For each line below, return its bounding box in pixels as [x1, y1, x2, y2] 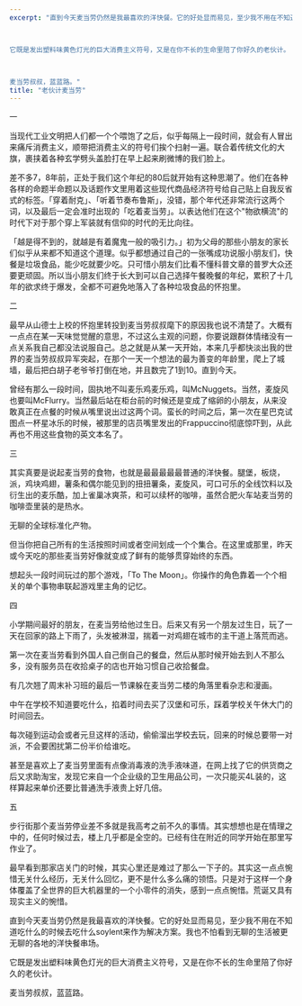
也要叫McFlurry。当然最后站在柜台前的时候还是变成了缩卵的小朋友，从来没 [9, 395, 288, 406]
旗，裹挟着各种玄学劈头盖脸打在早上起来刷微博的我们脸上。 [9, 153, 230, 164]
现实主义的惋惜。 [9, 896, 73, 907]
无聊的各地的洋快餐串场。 [9, 938, 104, 948]
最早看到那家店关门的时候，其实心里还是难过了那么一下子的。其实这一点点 [9, 862, 285, 874]
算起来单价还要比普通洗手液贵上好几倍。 [16, 783, 167, 793]
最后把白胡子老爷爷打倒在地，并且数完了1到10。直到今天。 [24, 365, 242, 376]
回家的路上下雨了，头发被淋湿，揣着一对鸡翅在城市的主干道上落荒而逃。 [24, 630, 293, 641]
